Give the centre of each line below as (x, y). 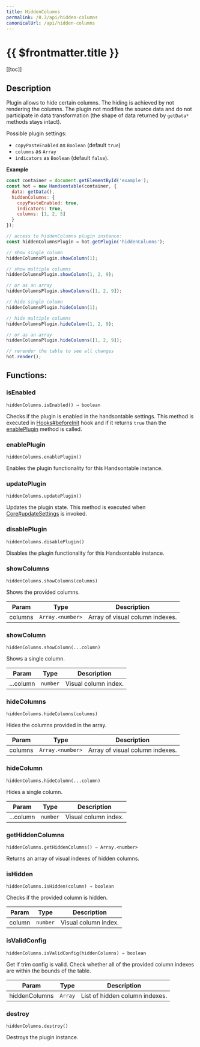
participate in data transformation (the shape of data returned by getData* (98, 115)
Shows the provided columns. (43, 592)
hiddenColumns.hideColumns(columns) (52, 714)
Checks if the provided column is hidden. (57, 898)
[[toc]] (14, 69)
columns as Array (35, 151)
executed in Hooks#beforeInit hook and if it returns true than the (86, 423)
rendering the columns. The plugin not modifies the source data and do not (99, 109)
